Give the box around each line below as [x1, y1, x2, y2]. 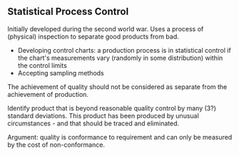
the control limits [17, 61, 68, 70]
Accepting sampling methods [17, 68, 105, 77]
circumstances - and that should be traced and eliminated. [7, 119, 180, 128]
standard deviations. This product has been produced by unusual [7, 111, 200, 120]
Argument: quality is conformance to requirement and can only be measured [7, 132, 233, 141]
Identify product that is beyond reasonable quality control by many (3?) [7, 103, 216, 113]
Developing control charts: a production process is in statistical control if [17, 46, 232, 54]
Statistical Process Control [7, 6, 129, 18]
